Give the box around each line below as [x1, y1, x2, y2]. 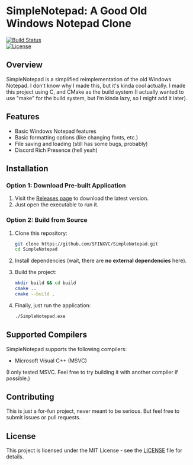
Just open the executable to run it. [14, 201, 99, 208]
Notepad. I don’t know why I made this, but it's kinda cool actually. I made [6, 82, 186, 89]
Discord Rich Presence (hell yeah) [14, 146, 98, 154]
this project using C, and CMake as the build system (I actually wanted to [6, 88, 184, 95]
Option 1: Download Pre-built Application [6, 181, 126, 189]
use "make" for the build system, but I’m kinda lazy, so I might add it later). [6, 94, 188, 101]
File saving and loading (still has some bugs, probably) [14, 140, 148, 147]
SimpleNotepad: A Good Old [6, 4, 147, 18]
